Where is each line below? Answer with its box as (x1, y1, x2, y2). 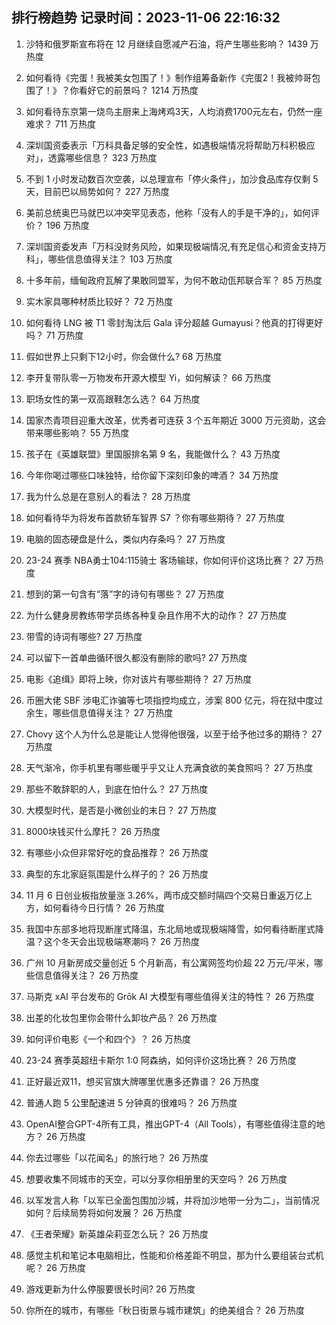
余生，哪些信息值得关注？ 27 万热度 (25, 706, 174, 718)
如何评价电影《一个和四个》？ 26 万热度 (25, 1033, 191, 1045)
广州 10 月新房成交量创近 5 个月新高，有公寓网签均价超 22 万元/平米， (25, 956, 315, 968)
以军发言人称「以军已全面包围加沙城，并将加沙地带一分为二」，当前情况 (25, 1194, 320, 1206)
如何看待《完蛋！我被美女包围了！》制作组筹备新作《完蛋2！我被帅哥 (25, 71, 313, 83)
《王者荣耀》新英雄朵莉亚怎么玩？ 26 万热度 (25, 1228, 209, 1240)
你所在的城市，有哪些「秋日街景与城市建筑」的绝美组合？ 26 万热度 (25, 1304, 305, 1316)
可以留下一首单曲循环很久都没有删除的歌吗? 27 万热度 (25, 651, 248, 663)
